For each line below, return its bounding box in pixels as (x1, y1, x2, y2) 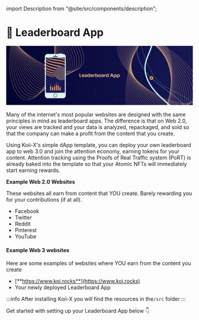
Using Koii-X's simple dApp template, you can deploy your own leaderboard (6, 141, 191, 148)
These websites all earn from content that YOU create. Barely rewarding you (6, 190, 192, 197)
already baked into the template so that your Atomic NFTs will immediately (6, 160, 187, 167)
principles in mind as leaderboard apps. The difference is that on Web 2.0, (6, 117, 187, 124)
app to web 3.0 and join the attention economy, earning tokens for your (6, 148, 179, 155)
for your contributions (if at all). (6, 196, 82, 203)
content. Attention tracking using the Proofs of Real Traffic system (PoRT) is (6, 154, 191, 161)
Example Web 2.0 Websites (6, 178, 75, 185)
